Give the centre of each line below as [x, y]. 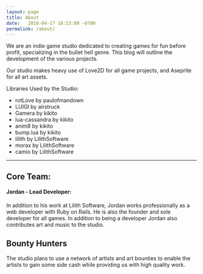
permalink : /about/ [31, 29]
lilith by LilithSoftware [42, 139]
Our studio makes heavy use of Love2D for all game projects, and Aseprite [99, 71]
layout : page [23, 12]
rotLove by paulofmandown [49, 100]
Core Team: [29, 176]
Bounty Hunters [37, 243]
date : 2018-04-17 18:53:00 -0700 [51, 23]
